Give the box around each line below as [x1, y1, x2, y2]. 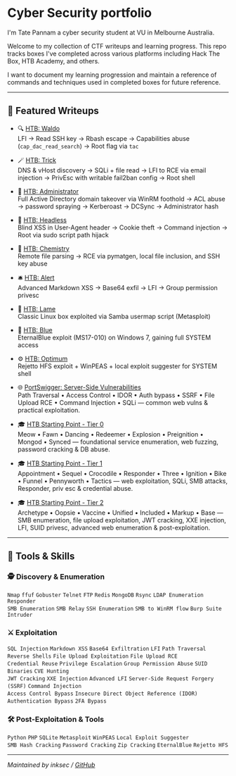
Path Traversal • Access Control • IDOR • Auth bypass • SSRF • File [17, 391, 216, 399]
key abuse [17, 259, 48, 268]
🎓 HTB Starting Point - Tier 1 [17, 459, 103, 468]
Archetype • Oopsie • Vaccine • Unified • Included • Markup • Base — [17, 508, 223, 517]
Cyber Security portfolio [7, 5, 152, 21]
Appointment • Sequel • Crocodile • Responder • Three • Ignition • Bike [17, 469, 227, 477]
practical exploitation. [17, 406, 81, 414]
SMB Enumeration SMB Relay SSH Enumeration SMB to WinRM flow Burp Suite [7, 606, 223, 613]
